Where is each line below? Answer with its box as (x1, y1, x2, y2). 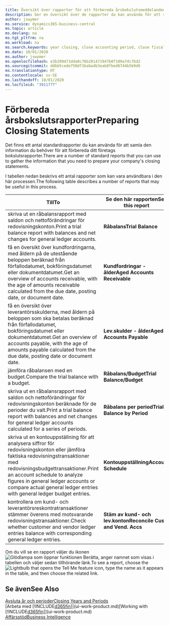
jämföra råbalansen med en (8, 367, 73, 374)
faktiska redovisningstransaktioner (8, 452, 90, 459)
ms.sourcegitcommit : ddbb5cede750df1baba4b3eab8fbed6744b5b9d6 (5, 63, 141, 68)
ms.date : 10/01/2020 (5, 49, 49, 54)
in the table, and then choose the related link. (5, 570, 99, 576)
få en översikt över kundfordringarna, (8, 243, 96, 250)
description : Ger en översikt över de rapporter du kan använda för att (5, 12, 161, 17)
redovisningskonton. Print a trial (8, 223, 81, 230)
